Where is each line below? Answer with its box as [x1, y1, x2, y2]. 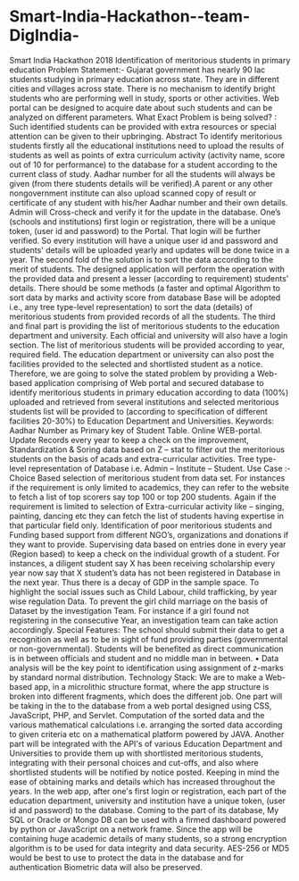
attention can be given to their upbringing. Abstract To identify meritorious [9, 130, 283, 141]
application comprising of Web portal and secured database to [34, 377, 265, 388]
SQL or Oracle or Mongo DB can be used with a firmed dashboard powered [9, 814, 287, 825]
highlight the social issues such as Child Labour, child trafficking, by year [9, 586, 278, 597]
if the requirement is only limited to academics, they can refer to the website [9, 482, 290, 492]
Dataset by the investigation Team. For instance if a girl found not [9, 605, 250, 616]
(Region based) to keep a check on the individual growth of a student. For [9, 548, 280, 559]
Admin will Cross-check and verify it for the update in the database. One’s [9, 206, 281, 217]
